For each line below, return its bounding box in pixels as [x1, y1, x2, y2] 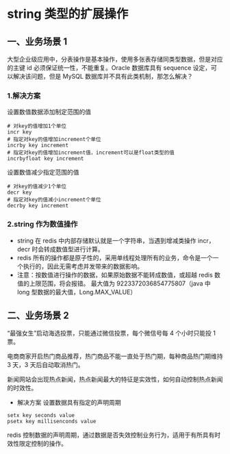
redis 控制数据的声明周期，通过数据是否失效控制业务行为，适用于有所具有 [7, 431, 215, 439]
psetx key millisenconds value [7, 418, 97, 425]
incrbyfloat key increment [7, 155, 84, 162]
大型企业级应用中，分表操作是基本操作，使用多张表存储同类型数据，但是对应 [7, 55, 223, 63]
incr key [7, 129, 32, 136]
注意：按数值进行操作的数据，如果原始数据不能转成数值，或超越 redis [16, 270, 214, 279]
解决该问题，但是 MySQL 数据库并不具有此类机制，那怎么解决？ [12, 73, 194, 80]
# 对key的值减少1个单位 [7, 183, 67, 190]
